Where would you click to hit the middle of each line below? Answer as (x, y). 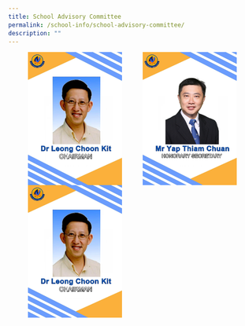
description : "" (35, 33)
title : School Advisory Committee (65, 16)
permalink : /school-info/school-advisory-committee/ (97, 25)
